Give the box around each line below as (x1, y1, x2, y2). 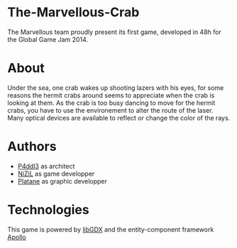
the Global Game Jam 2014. (7, 35, 89, 43)
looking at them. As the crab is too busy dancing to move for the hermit (7, 98, 216, 107)
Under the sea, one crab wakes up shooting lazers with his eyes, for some (7, 83, 224, 92)
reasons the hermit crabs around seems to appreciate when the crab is (7, 91, 215, 99)
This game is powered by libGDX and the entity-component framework (7, 225, 214, 234)
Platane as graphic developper (17, 176, 108, 185)
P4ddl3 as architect (17, 162, 75, 170)
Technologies (7, 202, 90, 218)
